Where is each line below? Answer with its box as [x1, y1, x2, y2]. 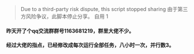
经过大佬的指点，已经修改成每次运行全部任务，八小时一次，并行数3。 [6, 42, 175, 49]
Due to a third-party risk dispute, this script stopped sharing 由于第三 [20, 6, 188, 12]
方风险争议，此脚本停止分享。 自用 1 [20, 13, 109, 20]
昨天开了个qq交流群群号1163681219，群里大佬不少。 [6, 27, 135, 34]
